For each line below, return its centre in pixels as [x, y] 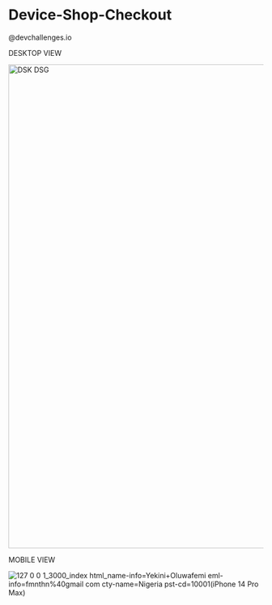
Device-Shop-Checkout [90, 15]
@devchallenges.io [40, 37]
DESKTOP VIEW [35, 53]
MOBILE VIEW [32, 560]
